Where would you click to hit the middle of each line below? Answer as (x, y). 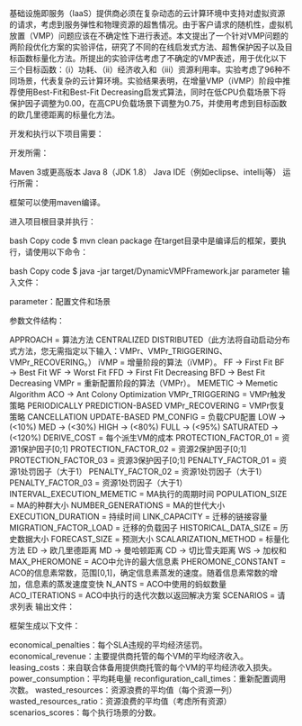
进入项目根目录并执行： (53, 222)
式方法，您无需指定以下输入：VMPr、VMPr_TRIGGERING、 (118, 351)
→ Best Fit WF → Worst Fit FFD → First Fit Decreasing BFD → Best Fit (137, 372)
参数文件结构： (37, 321)
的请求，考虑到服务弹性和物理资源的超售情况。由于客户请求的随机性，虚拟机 (151, 24)
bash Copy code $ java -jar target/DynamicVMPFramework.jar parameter (145, 271)
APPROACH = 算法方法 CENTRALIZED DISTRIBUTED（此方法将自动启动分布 (150, 340)
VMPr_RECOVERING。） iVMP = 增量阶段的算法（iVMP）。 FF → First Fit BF (147, 362)
